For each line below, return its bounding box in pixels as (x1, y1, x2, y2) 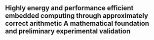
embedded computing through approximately (5, 12, 149, 20)
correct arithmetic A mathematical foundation (5, 19, 150, 28)
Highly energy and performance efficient (5, 4, 134, 12)
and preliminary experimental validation (5, 27, 131, 36)
